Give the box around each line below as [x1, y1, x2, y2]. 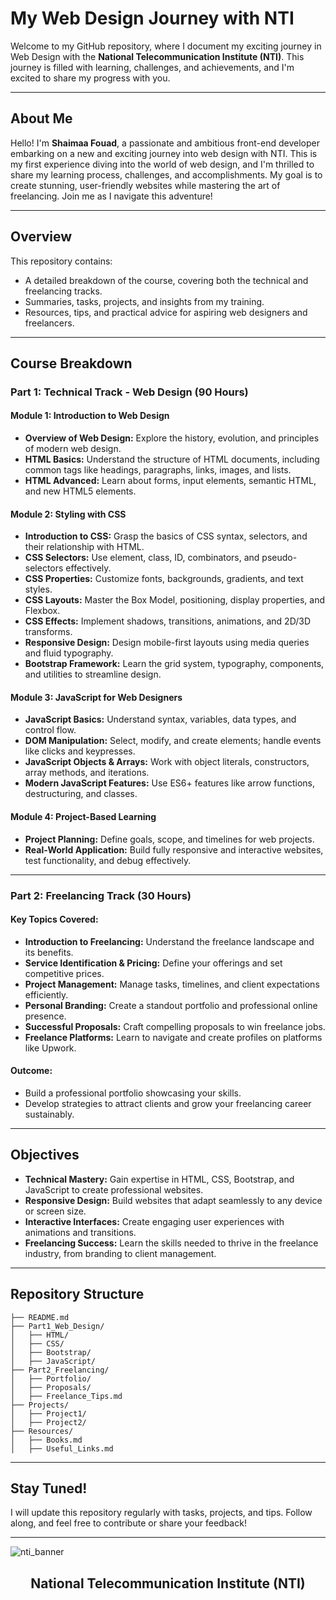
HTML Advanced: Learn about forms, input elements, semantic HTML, [24, 475, 317, 487]
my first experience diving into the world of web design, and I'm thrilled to [10, 158, 315, 170]
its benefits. [24, 946, 74, 958]
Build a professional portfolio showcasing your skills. [24, 1087, 242, 1099]
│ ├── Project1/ [10, 1408, 87, 1419]
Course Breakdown [10, 355, 133, 372]
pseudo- [261, 552, 298, 564]
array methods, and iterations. [24, 767, 150, 779]
